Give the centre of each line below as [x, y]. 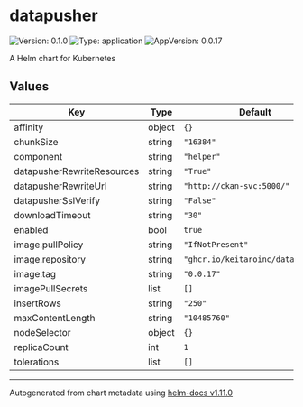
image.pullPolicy [49, 245]
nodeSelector [42, 332]
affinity [28, 127]
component [38, 156]
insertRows [37, 303]
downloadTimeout [52, 215]
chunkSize [36, 142]
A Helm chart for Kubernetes [63, 58]
